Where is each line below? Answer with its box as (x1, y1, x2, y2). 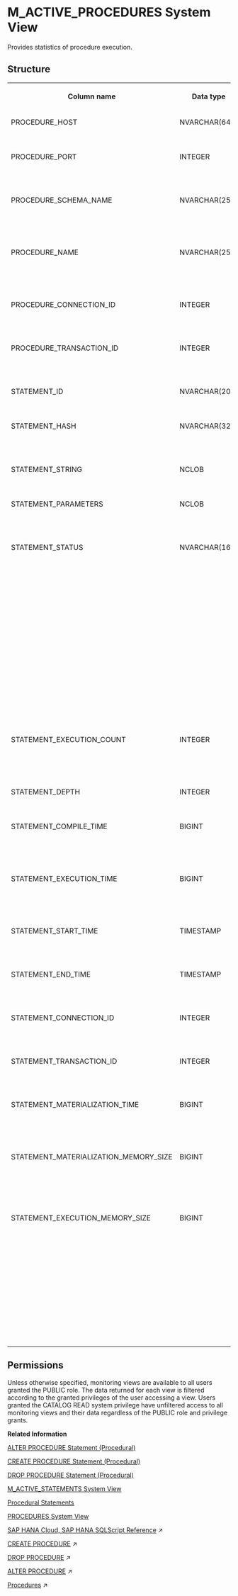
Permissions (7, 1359, 64, 1371)
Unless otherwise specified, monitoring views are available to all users (7, 1378, 212, 1386)
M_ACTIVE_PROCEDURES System (7, 4, 211, 21)
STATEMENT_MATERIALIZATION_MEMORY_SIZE (11, 1152, 173, 1162)
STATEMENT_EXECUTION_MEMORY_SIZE (11, 1213, 151, 1223)
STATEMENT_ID (11, 386, 64, 396)
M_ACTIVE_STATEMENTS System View (7, 1484, 122, 1493)
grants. (7, 1415, 28, 1424)
